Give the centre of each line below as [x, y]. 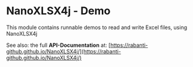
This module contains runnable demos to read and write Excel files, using [97, 27]
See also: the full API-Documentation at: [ [58, 45]
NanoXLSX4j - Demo [58, 11]
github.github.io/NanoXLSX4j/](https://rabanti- [64, 51]
